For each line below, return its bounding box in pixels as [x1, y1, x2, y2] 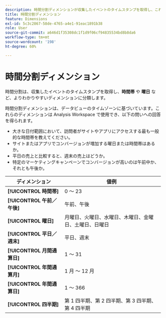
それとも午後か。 [12, 165, 47, 171]
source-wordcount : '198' [5, 40, 56, 45]
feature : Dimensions [5, 16, 48, 21]
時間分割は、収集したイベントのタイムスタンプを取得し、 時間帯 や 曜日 [5, 89, 151, 94]
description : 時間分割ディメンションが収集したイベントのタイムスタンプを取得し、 [5, 7, 155, 12]
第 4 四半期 [64, 305, 90, 312]
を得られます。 [5, 117, 36, 124]
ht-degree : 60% [5, 44, 37, 49]
